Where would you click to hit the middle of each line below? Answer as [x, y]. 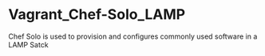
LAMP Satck [29, 44]
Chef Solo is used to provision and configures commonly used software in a [133, 36]
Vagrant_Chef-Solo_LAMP [97, 15]
